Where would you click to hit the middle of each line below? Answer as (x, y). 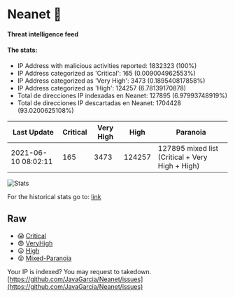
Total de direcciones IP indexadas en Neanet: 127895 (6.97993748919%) (122, 95)
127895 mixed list (188, 148)
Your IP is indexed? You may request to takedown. (79, 271)
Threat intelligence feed (43, 34)
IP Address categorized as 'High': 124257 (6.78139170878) (102, 88)
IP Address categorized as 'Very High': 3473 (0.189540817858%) (111, 81)
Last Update (34, 132)
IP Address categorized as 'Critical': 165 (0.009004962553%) (106, 73)
